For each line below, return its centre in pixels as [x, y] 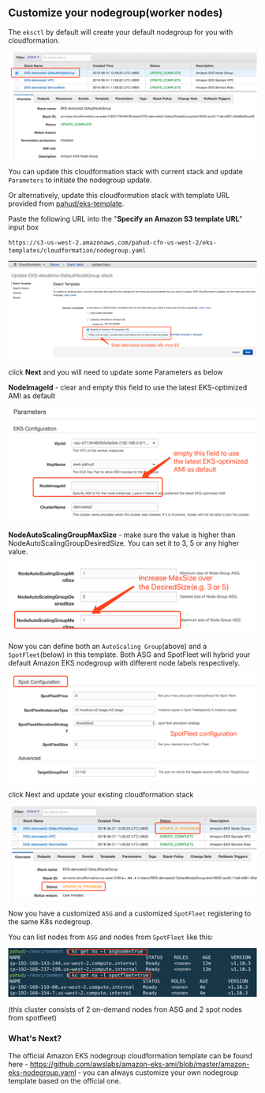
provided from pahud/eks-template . [66, 203]
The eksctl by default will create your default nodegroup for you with [121, 32]
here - [19, 1064]
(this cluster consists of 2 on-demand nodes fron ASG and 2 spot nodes [125, 1009]
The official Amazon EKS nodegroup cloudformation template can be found [130, 1055]
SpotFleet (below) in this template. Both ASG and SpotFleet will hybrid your [129, 655]
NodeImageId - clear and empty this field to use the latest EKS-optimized [128, 387]
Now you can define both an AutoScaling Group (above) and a [108, 646]
